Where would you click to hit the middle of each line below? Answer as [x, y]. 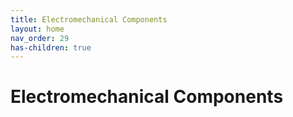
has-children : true [51, 47]
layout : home [37, 29]
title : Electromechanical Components [89, 19]
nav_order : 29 [40, 38]
